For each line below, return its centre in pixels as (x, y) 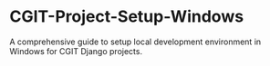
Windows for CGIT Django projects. (76, 51)
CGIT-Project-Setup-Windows (127, 17)
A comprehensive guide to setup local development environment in (135, 42)
